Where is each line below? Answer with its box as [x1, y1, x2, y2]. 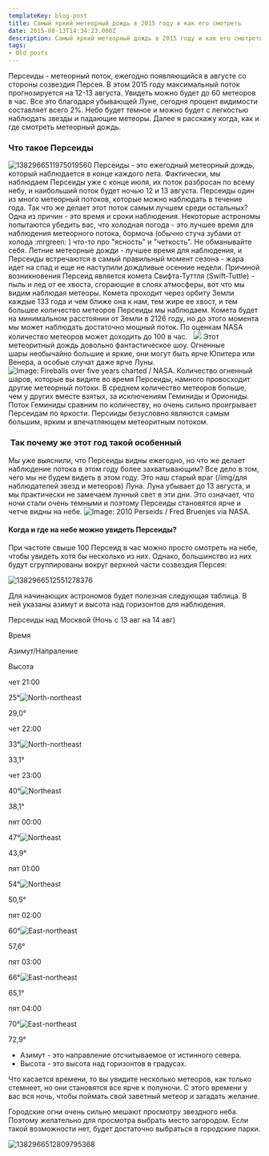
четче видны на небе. [8, 506, 82, 516]
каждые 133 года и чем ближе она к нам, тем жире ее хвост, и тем [8, 297, 238, 306]
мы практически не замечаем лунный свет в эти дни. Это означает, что [8, 489, 255, 499]
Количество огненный [176, 366, 253, 375]
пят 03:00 [8, 956, 42, 967]
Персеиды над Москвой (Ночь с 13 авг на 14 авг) [8, 615, 176, 624]
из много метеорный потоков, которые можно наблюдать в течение [8, 194, 243, 205]
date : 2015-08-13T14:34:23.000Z [8, 26, 116, 34]
